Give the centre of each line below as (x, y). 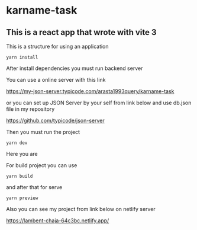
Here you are (22, 154)
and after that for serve (34, 187)
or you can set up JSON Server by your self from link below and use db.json (99, 103)
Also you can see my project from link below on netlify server (81, 209)
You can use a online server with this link (56, 80)
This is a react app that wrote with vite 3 (81, 32)
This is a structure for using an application (57, 46)
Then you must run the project (43, 132)
